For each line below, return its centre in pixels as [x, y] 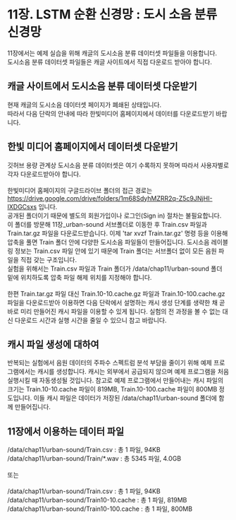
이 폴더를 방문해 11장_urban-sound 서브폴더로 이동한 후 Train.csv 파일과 [107, 224]
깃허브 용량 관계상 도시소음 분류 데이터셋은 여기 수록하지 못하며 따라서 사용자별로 [118, 165]
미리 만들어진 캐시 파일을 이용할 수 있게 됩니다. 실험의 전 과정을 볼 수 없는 [120, 311]
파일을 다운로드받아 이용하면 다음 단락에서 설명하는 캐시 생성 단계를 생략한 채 [113, 302]
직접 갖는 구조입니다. [49, 259]
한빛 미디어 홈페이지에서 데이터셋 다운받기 [93, 147]
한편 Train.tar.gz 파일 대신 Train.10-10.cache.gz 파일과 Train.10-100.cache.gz [116, 293]
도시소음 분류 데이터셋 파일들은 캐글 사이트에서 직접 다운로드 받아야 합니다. [110, 61]
